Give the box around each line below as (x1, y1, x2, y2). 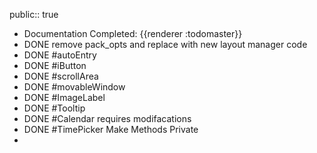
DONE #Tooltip (23, 102, 86, 114)
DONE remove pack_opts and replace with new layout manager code (23, 39, 308, 50)
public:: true (9, 9, 59, 20)
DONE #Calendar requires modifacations (23, 113, 192, 124)
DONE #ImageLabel (23, 92, 106, 103)
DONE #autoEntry (23, 49, 97, 61)
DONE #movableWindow (23, 81, 126, 93)
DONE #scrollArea (23, 70, 99, 82)
